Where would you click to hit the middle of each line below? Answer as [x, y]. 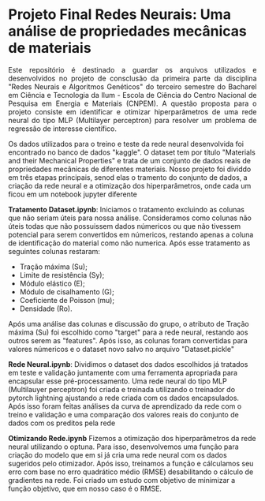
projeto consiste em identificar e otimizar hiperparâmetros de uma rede [132, 111]
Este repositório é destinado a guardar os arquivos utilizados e [132, 69]
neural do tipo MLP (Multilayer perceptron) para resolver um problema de [132, 120]
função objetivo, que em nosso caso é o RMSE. [85, 488]
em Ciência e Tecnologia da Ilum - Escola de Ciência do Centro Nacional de [132, 95]
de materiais [50, 48]
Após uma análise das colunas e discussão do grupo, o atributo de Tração [129, 323]
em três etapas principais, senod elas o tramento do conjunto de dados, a [128, 177]
